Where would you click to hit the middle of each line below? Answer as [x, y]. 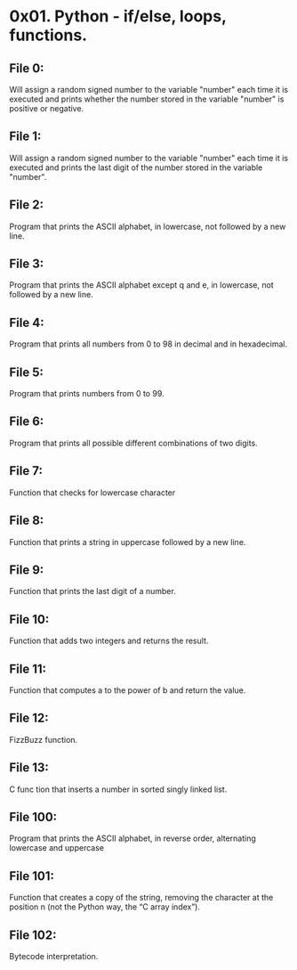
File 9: [27, 570]
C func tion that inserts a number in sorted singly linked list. [118, 789]
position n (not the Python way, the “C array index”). [104, 907]
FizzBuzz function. [44, 739]
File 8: [27, 521]
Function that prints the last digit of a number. [92, 591]
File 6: [27, 422]
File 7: [26, 471]
